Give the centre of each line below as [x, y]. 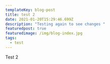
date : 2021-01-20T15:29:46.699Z [39, 19]
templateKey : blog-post [30, 10]
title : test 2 [20, 15]
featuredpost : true [26, 29]
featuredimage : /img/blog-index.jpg [44, 33]
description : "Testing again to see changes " [55, 24]
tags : [11, 38]
